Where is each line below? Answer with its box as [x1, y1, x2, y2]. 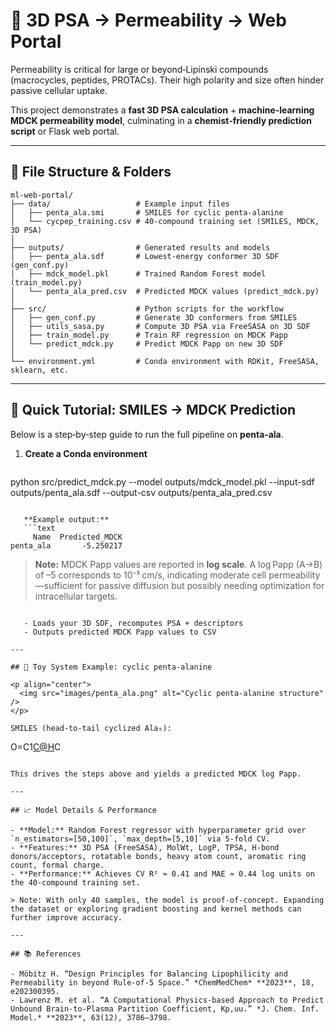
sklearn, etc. [10, 365, 70, 375]
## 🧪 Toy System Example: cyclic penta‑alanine [10, 662, 213, 672]
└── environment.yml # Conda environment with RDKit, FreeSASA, [10, 356, 320, 366]
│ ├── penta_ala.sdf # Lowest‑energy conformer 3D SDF [10, 251, 280, 261]
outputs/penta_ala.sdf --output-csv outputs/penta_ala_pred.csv [10, 486, 273, 498]
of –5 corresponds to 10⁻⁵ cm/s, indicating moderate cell [34, 569, 267, 581]
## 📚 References [10, 949, 82, 959]
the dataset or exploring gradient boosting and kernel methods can [10, 904, 302, 914]
